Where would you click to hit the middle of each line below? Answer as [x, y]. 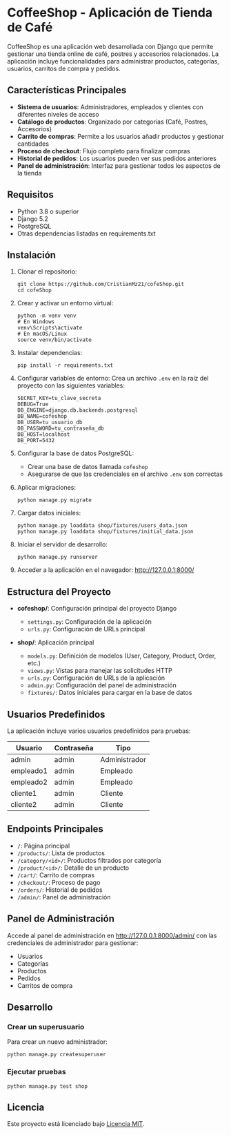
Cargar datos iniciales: [49, 513]
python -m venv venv [47, 316]
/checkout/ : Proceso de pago [59, 882]
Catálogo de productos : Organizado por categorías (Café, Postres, [112, 122]
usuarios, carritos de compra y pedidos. [64, 68]
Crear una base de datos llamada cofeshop [88, 467]
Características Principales [67, 90]
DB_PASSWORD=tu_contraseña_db [61, 429]
